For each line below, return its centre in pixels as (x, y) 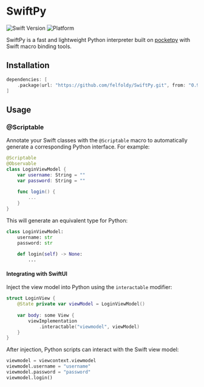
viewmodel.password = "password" (49, 372)
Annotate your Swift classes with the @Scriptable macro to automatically (97, 141)
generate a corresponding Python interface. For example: (78, 147)
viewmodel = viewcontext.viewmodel (51, 361)
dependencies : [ (27, 79)
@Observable (21, 163)
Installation (28, 65)
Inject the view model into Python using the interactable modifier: (89, 287)
